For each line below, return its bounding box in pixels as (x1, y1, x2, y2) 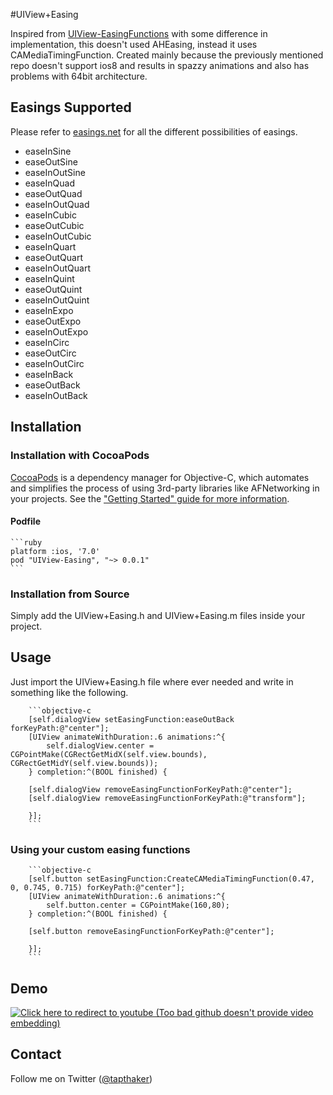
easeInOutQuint (24, 294, 90, 306)
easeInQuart (24, 240, 77, 253)
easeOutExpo (24, 315, 82, 327)
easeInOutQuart (24, 262, 92, 274)
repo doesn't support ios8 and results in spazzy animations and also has (10, 60, 310, 71)
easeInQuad (24, 177, 75, 189)
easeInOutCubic (24, 230, 92, 242)
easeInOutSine (24, 166, 86, 178)
